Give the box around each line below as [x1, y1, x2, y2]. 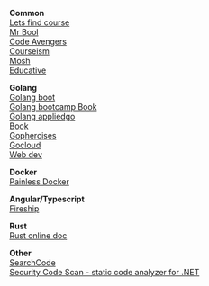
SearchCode [9, 257, 56, 268]
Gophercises [9, 130, 57, 140]
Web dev [9, 149, 43, 160]
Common [9, 8, 45, 18]
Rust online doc [9, 230, 68, 241]
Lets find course [9, 17, 70, 28]
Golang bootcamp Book [9, 102, 97, 112]
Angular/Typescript [9, 193, 86, 204]
